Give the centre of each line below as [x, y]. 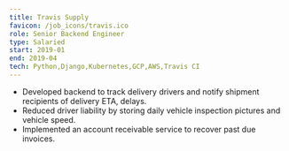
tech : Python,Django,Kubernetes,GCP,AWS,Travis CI [105, 67]
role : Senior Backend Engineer [67, 34]
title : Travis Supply [49, 17]
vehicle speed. [49, 119]
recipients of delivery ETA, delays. [84, 101]
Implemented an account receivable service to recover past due [139, 129]
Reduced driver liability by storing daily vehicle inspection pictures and [151, 110]
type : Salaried [37, 42]
